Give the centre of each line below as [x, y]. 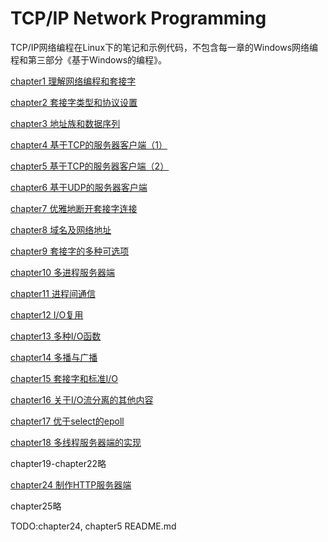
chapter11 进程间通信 [53, 293]
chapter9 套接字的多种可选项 [70, 251]
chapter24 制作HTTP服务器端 [71, 484]
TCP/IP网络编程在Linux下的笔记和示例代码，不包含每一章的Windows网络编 [164, 47]
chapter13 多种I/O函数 [56, 336]
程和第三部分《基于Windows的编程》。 [89, 59]
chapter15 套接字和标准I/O [64, 378]
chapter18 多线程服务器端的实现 [76, 442]
